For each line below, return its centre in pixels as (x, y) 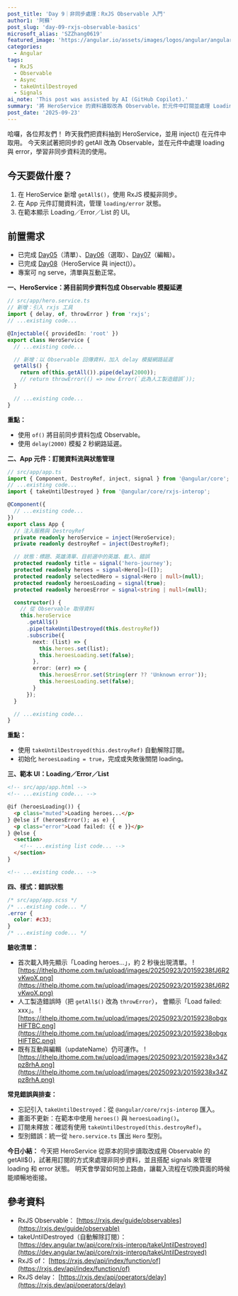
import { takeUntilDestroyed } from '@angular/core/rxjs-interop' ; (109, 492)
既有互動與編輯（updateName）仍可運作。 (80, 1049)
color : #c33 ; (33, 920)
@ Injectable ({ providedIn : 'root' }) (63, 334)
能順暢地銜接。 (29, 1177)
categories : (25, 47)
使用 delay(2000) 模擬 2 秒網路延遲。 (72, 443)
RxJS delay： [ (39, 1277)
